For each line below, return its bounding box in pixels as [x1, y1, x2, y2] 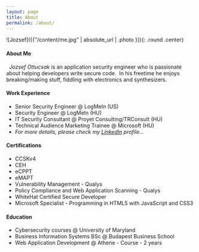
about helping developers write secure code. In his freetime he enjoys [6, 69, 180, 76]
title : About [6, 14, 39, 20]
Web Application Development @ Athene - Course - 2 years [14, 239, 163, 247]
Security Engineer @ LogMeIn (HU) [14, 109, 102, 116]
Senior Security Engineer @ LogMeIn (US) [14, 103, 119, 110]
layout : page [6, 8, 39, 15]
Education [6, 213, 32, 220]
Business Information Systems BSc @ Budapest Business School [14, 233, 174, 240]
